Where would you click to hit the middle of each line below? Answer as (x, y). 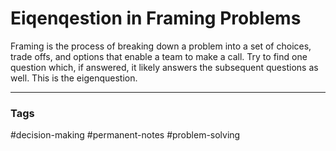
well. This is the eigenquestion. (74, 78)
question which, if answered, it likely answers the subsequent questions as (164, 67)
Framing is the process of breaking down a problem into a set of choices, (161, 46)
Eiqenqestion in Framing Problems (156, 18)
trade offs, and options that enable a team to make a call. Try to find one (159, 56)
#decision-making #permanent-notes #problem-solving (125, 135)
